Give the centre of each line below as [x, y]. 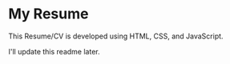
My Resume [48, 14]
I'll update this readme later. [54, 51]
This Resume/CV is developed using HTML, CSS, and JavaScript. [116, 36]
